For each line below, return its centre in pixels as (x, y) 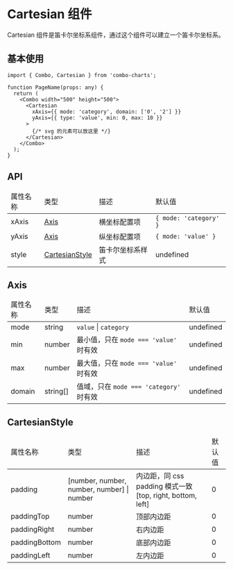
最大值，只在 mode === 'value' (127, 363)
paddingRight (33, 530)
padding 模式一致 (164, 487)
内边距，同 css (160, 476)
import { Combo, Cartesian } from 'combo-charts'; (82, 75)
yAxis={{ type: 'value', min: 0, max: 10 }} (97, 118)
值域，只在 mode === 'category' (129, 387)
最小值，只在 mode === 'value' (127, 340)
